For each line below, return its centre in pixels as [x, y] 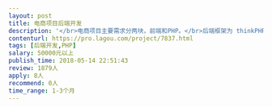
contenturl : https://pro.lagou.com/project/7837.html [101, 38]
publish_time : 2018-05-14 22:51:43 [68, 61]
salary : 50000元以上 [41, 53]
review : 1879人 [33, 68]
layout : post [30, 16]
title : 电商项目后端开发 [45, 23]
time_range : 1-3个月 [42, 91]
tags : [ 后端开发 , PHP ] [42, 46]
